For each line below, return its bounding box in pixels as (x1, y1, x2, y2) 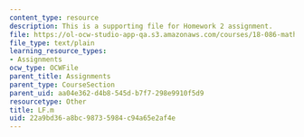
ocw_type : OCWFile (9, 64, 79, 73)
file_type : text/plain (9, 38, 95, 48)
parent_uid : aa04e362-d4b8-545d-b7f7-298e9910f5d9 (9, 88, 204, 97)
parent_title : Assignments (9, 72, 111, 81)
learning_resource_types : (9, 47, 107, 56)
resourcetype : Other (9, 96, 88, 106)
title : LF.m (9, 105, 54, 114)
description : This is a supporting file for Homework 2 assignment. (9, 22, 273, 31)
